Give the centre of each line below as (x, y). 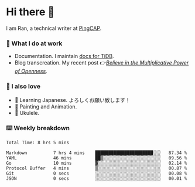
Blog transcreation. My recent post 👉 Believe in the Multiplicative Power (102, 63)
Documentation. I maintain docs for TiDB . (64, 56)
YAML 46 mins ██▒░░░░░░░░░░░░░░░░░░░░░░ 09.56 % (97, 158)
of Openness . (31, 71)
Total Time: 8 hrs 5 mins (37, 142)
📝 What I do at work (34, 43)
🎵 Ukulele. (27, 113)
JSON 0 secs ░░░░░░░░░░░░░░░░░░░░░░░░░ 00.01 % (97, 178)
